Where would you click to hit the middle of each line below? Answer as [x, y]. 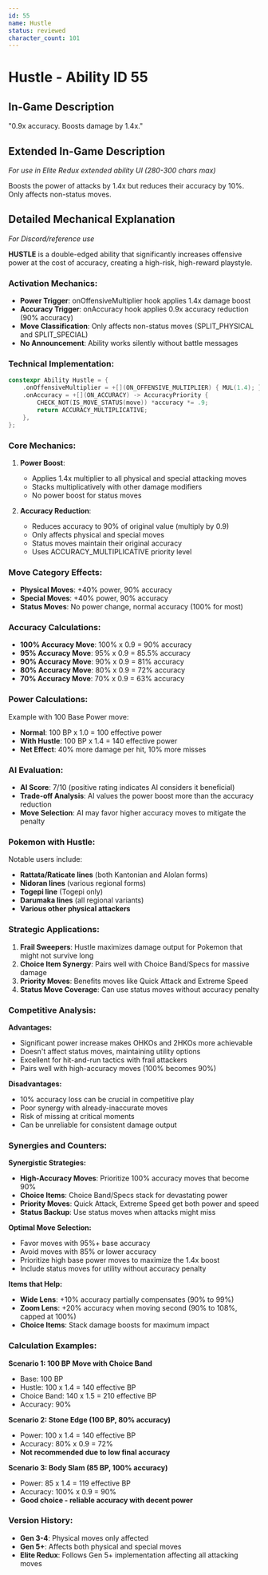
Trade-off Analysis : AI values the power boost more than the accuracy [136, 796]
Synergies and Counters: [58, 1145]
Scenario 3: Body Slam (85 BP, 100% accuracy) [88, 1467]
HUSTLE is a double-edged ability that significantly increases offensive [125, 254]
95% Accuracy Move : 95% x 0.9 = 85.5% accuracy [105, 653]
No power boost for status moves [87, 495]
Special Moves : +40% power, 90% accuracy [94, 598]
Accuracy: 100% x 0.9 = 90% [68, 1491]
